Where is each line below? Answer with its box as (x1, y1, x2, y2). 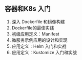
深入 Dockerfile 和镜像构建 (11, 19, 65, 25)
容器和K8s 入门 (4, 4, 51, 13)
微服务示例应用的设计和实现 (11, 37, 68, 43)
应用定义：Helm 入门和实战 (11, 43, 66, 49)
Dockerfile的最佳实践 (11, 25, 54, 30)
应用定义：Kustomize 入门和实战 (11, 49, 77, 55)
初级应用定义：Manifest (11, 31, 60, 37)
